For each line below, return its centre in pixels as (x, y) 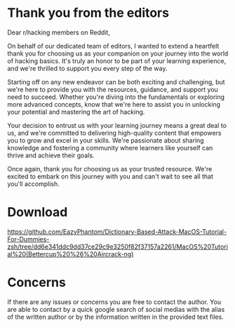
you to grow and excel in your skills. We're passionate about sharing (106, 140)
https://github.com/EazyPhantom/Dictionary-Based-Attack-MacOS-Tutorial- (117, 231)
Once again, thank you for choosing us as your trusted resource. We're (110, 169)
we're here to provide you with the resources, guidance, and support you (113, 89)
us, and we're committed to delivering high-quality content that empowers (115, 133)
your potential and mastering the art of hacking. (76, 112)
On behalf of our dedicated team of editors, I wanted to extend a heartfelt (113, 46)
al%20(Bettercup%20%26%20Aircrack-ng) (70, 254)
